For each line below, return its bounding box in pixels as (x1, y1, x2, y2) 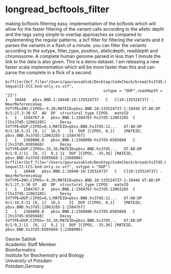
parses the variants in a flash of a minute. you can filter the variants (5, 42, 147, 48)
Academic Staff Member (5, 241, 57, 247)
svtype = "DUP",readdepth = (103, 88, 163, 93)
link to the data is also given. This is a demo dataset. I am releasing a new (5, 58, 159, 64)
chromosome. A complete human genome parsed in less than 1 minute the (5, 53, 161, 59)
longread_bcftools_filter (5, 4, 109, 15)
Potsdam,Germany (5, 263, 44, 269)
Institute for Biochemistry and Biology (5, 252, 84, 258)
